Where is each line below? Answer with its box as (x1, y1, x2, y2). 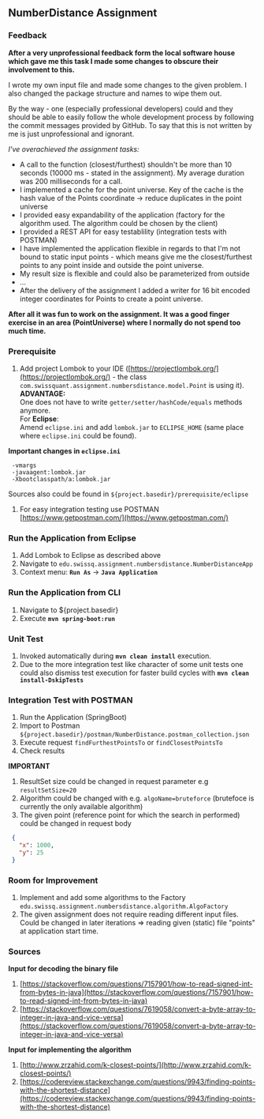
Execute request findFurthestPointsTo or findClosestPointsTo (19, 738, 223, 748)
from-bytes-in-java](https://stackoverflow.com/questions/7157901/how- (19, 988, 254, 997)
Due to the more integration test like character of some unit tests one (19, 659, 244, 669)
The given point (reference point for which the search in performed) (19, 810, 240, 820)
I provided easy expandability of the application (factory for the (19, 209, 225, 220)
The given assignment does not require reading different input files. (19, 909, 239, 919)
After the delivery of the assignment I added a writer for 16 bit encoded (19, 285, 251, 295)
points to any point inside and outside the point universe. (19, 260, 204, 269)
